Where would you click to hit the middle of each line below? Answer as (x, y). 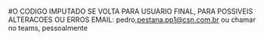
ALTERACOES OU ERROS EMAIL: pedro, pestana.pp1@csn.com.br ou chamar (132, 20)
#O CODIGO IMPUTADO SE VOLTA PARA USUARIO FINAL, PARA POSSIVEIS (130, 11)
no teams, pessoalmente (48, 28)
